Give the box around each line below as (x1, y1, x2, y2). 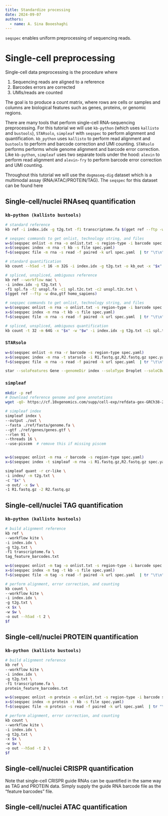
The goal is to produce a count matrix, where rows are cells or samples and (5, 99, 161, 105)
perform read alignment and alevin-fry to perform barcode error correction (5, 157, 162, 163)
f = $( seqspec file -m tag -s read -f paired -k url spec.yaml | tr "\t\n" (5, 572, 164, 577)
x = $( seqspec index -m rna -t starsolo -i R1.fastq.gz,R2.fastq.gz (5, 354, 146, 360)
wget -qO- (5, 399, 26, 405)
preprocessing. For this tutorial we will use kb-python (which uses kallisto (5, 125, 159, 131)
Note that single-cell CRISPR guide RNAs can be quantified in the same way (5, 777, 161, 783)
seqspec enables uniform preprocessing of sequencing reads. (5, 35, 131, 41)
